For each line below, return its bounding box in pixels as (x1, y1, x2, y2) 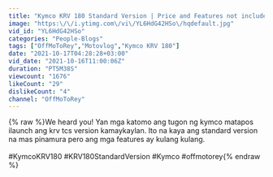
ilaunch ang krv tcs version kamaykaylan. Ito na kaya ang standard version (8, 126, 258, 136)
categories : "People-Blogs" (8, 34, 104, 43)
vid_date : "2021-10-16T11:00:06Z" (8, 58, 126, 66)
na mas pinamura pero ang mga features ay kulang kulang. (8, 135, 206, 145)
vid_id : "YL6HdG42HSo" (8, 27, 85, 35)
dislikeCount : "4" (8, 87, 71, 96)
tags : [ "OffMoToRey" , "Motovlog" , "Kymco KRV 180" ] (8, 42, 180, 50)
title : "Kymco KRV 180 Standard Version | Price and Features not (8, 11, 238, 20)
